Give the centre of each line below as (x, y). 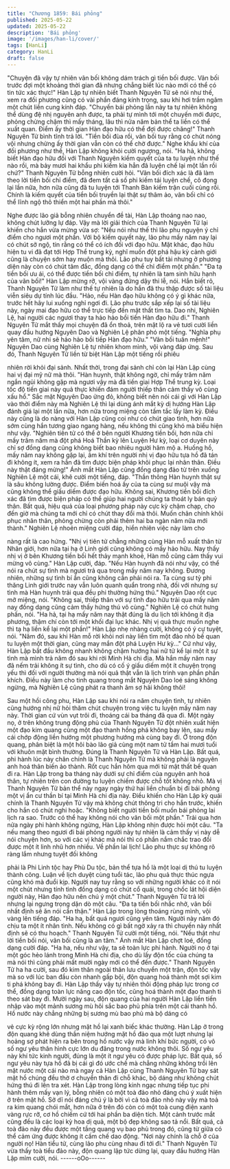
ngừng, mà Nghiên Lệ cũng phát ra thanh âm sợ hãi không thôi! (96, 687)
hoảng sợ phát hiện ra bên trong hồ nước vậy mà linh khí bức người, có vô (111, 1041)
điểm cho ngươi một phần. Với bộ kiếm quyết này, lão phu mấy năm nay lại (112, 237)
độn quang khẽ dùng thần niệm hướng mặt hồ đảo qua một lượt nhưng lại (110, 1034)
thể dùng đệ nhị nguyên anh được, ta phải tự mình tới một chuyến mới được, (114, 114)
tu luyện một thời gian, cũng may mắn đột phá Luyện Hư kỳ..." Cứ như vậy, (112, 643)
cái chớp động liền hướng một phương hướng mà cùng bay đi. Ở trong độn (112, 737)
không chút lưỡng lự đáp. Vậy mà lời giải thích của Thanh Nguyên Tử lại (107, 222)
